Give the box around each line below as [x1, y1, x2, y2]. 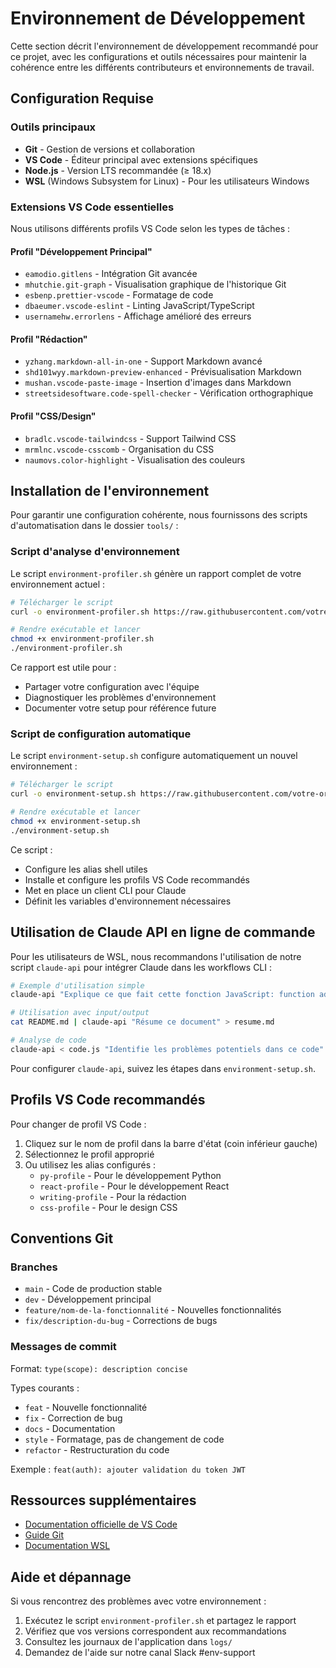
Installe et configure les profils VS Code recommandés [24, 873, 250, 886]
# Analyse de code [10, 1035, 87, 1045]
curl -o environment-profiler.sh [10, 607, 150, 617]
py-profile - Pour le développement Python [39, 1169, 222, 1181]
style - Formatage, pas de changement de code [24, 1433, 225, 1445]
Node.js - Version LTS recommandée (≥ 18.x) [24, 164, 212, 176]
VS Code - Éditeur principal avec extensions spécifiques [24, 153, 258, 166]
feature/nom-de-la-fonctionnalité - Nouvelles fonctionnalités [24, 1304, 282, 1316]
